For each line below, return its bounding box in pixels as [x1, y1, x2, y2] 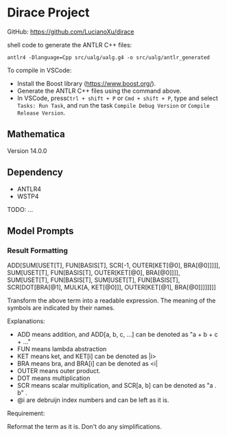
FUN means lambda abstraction [16, 345, 107, 353]
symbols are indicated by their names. [7, 304, 115, 312]
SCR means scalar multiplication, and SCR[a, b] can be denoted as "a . [16, 381, 217, 390]
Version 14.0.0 [7, 146, 47, 155]
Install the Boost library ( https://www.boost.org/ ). [16, 79, 156, 87]
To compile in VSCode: [7, 66, 72, 74]
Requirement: [7, 410, 45, 418]
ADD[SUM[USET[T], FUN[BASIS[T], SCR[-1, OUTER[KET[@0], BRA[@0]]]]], [7, 261, 221, 270]
